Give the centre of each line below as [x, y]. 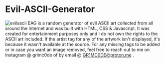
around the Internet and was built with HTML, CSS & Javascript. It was [77, 28]
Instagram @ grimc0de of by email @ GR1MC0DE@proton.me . [70, 55]
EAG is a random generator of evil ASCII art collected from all [90, 23]
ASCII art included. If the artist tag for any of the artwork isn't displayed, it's [83, 39]
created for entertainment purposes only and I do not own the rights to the [82, 33]
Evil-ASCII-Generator [50, 9]
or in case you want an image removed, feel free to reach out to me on [78, 49]
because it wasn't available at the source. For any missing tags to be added [82, 44]
